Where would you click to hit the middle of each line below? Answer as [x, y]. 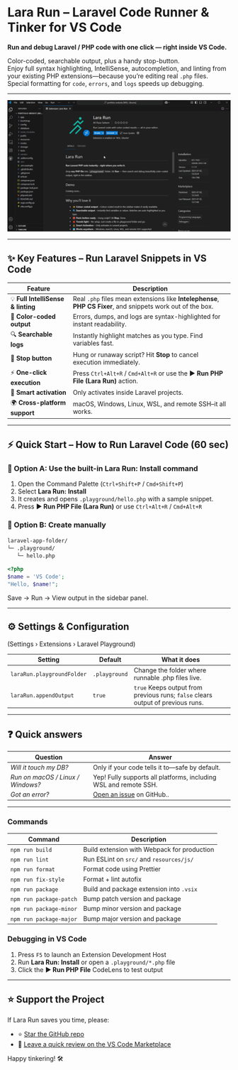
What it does [181, 660]
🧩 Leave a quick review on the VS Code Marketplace [94, 1044]
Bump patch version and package [132, 899]
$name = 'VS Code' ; [36, 577]
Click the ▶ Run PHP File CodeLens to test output [90, 969]
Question [49, 757]
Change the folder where [170, 670]
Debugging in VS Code [47, 939]
